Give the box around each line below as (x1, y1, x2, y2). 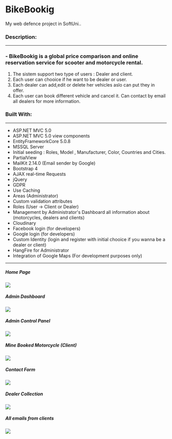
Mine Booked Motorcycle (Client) (5, 342, 77, 348)
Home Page (5, 269, 31, 275)
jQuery (12, 176, 27, 183)
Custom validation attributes (12, 198, 73, 204)
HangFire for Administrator (12, 247, 69, 253)
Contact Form (5, 367, 36, 373)
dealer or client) (12, 242, 47, 248)
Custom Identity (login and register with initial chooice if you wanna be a (12, 236, 165, 242)
